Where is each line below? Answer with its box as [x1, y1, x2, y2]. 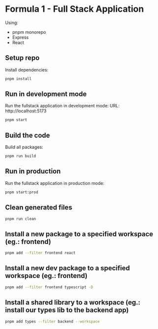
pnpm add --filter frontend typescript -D [5, 284, 93, 290]
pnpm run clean [5, 216, 36, 221]
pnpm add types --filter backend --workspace [5, 319, 100, 324]
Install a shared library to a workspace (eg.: [5, 298, 141, 307]
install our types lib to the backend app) [5, 306, 129, 314]
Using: [5, 20, 19, 25]
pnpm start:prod [5, 190, 38, 195]
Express [12, 34, 29, 40]
